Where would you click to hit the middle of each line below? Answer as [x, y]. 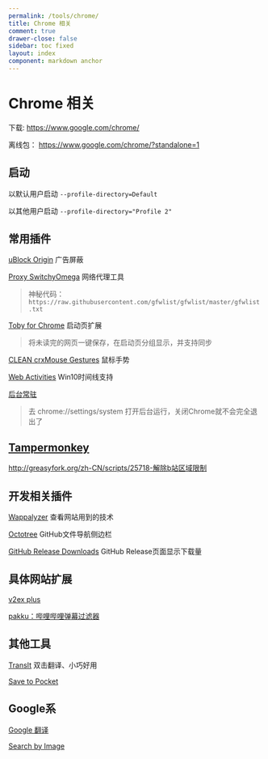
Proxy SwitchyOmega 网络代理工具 [67, 277]
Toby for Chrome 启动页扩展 [55, 325]
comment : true [32, 31]
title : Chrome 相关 [40, 23]
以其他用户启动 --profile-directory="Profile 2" [90, 210]
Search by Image [37, 746]
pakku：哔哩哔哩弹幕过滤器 [54, 616]
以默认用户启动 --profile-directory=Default [83, 193]
